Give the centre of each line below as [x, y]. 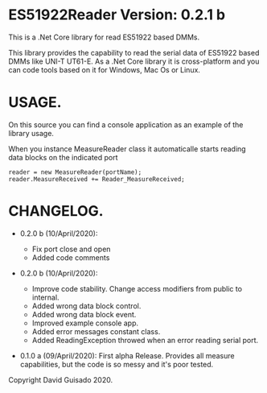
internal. [45, 297]
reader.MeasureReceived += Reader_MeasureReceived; [97, 179]
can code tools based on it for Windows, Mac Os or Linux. [105, 69]
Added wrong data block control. [86, 306]
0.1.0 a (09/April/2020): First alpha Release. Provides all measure [127, 355]
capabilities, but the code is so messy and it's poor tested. [117, 364]
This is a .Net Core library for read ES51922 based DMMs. [104, 37]
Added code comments [71, 257]
